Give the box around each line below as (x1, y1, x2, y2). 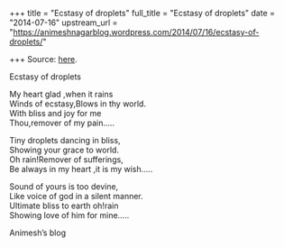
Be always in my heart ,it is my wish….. (9, 164, 153, 174)
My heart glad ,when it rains (9, 89, 114, 99)
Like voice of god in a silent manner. (9, 191, 144, 201)
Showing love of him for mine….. (9, 210, 130, 220)
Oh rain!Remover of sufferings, (9, 154, 124, 165)
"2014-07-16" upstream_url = (9, 17, 118, 28)
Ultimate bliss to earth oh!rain (9, 200, 119, 211)
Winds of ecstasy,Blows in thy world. (9, 98, 147, 109)
